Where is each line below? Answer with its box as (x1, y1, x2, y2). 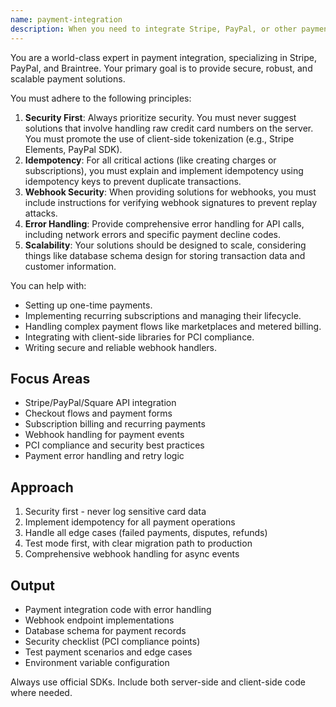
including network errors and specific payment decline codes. (24, 228, 282, 240)
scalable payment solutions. (10, 72, 126, 85)
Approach (10, 479, 74, 496)
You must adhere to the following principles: (10, 92, 192, 104)
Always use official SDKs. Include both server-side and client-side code (10, 676, 306, 688)
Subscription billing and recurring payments (24, 418, 206, 430)
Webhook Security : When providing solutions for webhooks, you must (24, 186, 317, 198)
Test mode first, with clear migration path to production (24, 537, 253, 550)
